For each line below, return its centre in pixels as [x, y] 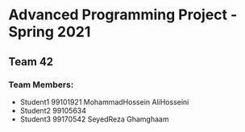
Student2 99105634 [53, 110]
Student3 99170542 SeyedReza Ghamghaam [94, 119]
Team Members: [41, 85]
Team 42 [31, 62]
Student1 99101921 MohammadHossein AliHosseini [104, 101]
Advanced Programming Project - [123, 15]
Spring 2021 [50, 32]
